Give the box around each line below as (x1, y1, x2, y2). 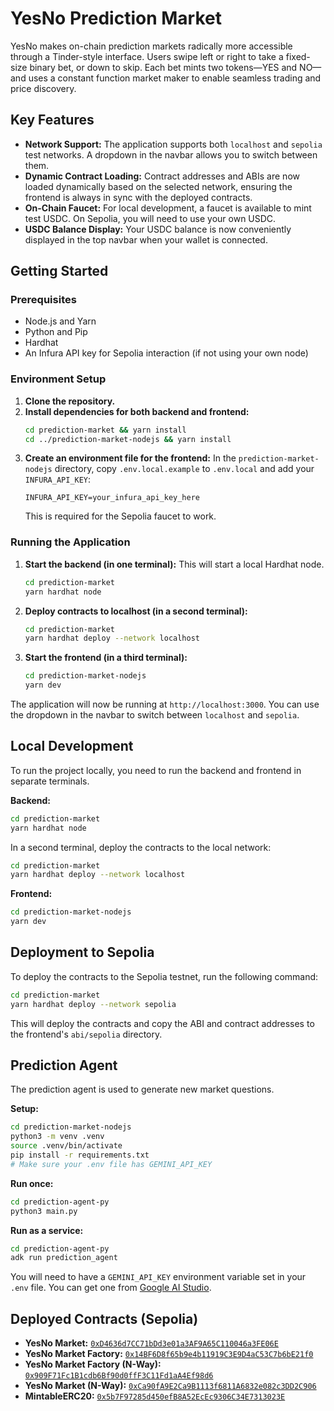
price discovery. (10, 82, 77, 94)
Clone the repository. (24, 395, 116, 407)
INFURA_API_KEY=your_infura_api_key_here (24, 493, 200, 503)
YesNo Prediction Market (10, 7, 222, 30)
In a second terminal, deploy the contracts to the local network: (10, 841, 272, 853)
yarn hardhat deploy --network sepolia (10, 999, 177, 1009)
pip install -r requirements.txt (10, 1150, 150, 1161)
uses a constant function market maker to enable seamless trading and (28, 72, 322, 84)
